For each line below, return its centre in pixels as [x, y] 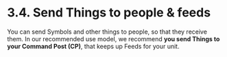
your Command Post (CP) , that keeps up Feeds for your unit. [93, 46]
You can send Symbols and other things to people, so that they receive [107, 32]
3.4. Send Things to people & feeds [109, 13]
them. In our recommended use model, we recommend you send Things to [113, 38]
